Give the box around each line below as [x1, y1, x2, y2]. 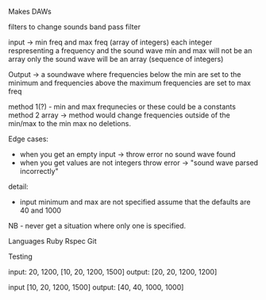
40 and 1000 [19, 206, 62, 215]
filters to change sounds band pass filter [8, 22, 141, 31]
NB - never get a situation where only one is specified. [8, 221, 187, 230]
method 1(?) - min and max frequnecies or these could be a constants [8, 102, 237, 111]
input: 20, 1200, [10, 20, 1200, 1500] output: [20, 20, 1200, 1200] [8, 267, 218, 276]
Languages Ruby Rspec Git [8, 237, 97, 245]
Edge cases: [8, 134, 49, 144]
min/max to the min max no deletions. [8, 119, 131, 128]
